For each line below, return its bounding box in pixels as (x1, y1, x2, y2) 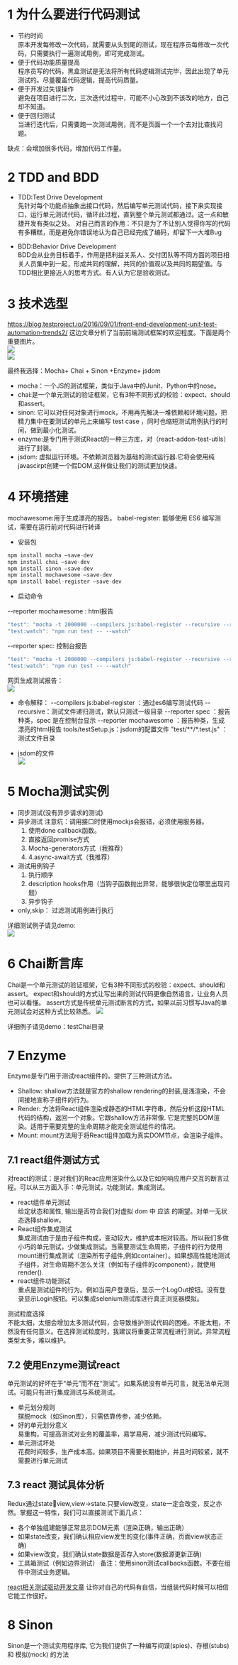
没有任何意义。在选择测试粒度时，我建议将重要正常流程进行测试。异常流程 (13, 1327, 231, 1336)
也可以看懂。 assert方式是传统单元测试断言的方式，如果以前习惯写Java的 (7, 998, 222, 1007)
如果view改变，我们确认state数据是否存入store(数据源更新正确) (17, 1549, 202, 1558)
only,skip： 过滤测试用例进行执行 (17, 906, 115, 915)
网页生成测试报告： (7, 676, 64, 684)
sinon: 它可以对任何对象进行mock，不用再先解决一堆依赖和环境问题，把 (17, 408, 227, 416)
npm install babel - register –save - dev (7, 578, 122, 586)
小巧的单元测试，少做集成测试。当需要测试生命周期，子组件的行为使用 (17, 1243, 223, 1251)
